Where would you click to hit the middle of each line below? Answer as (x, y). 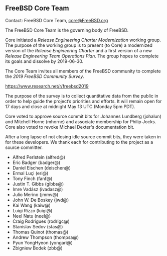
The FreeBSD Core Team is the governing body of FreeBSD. (67, 30)
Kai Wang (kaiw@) (32, 205)
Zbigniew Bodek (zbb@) (37, 248)
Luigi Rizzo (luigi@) (32, 210)
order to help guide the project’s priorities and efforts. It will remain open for (83, 101)
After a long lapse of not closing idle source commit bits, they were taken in (83, 137)
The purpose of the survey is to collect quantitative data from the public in (82, 96)
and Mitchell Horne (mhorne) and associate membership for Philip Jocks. (81, 121)
